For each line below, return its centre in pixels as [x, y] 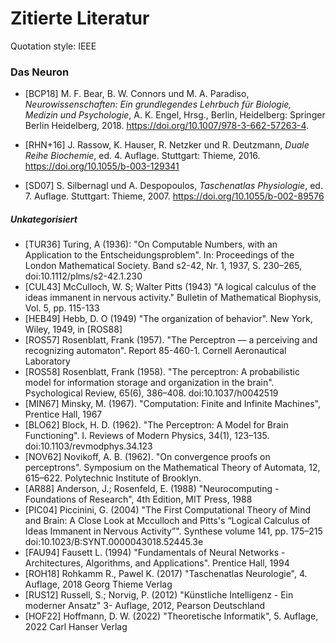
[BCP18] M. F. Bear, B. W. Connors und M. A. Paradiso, [137, 94]
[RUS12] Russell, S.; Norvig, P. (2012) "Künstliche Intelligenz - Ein [159, 595]
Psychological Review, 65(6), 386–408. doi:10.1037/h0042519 [151, 393]
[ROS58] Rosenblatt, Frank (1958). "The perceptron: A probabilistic [162, 372]
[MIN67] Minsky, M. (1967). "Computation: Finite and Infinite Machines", [172, 404]
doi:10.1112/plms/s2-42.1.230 [83, 276]
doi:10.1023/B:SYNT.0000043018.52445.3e [114, 542]
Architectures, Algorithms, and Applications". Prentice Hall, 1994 [157, 563]
